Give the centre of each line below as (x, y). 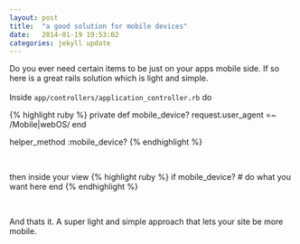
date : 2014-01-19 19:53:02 (64, 34)
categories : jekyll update (60, 43)
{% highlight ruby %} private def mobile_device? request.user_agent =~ (143, 115)
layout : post (34, 18)
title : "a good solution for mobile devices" (98, 26)
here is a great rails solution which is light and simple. (109, 79)
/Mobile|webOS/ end (48, 125)
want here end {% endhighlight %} (74, 187)
